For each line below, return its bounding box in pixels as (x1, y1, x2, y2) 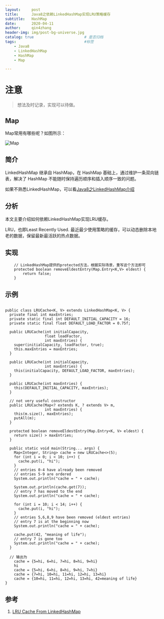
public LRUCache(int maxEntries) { (9, 381, 82, 386)
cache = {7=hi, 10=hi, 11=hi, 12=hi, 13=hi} (14, 572, 107, 577)
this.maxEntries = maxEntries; (14, 347, 78, 352)
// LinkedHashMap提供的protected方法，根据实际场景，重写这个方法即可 (14, 263, 146, 268)
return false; (23, 272, 52, 276)
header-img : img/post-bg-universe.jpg (5, 30, 84, 35)
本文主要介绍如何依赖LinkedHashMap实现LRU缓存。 (5, 216, 111, 222)
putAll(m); (14, 416, 36, 421)
